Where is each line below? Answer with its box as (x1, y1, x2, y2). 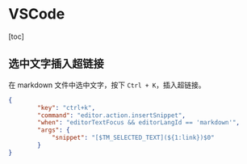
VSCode (8, 5, 65, 23)
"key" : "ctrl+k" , (37, 103, 95, 111)
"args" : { (37, 126, 70, 134)
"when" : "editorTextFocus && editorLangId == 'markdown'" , (37, 119, 241, 127)
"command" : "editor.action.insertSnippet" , (37, 111, 186, 120)
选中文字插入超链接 (8, 57, 104, 71)
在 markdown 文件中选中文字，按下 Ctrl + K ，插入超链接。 (8, 80, 206, 90)
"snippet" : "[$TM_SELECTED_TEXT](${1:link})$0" (51, 134, 216, 142)
